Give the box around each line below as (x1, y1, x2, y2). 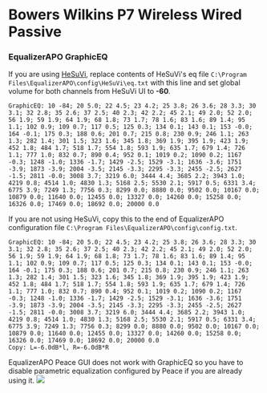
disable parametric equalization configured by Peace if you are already (8, 367, 243, 376)
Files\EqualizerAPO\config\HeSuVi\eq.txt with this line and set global (8, 78, 241, 87)
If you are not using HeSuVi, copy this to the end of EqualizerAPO (8, 214, 225, 224)
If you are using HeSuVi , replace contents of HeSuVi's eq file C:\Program (8, 70, 247, 79)
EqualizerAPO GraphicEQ (8, 51, 108, 63)
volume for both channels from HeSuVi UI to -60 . (8, 87, 171, 96)
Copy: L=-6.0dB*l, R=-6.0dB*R (8, 343, 110, 352)
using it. (8, 375, 34, 386)
